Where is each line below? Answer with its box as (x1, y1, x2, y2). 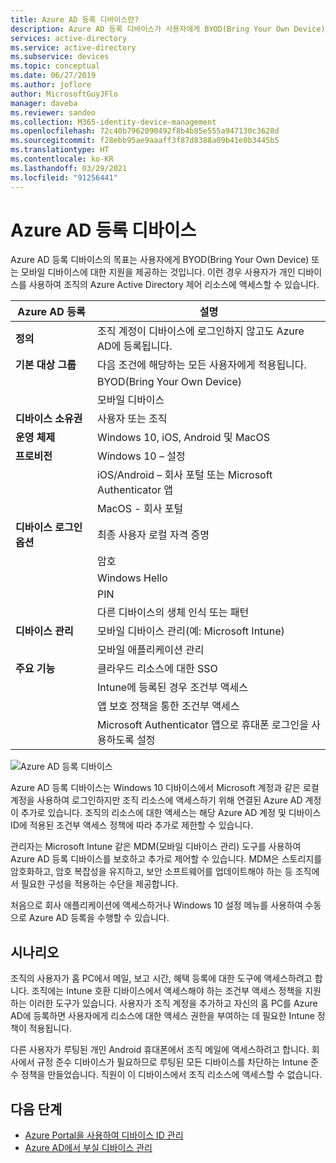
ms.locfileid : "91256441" (10, 172, 118, 183)
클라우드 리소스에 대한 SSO (96, 662, 218, 676)
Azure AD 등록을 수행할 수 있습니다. (28, 912, 170, 924)
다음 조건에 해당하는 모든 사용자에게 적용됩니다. (96, 358, 307, 372)
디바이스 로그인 (15, 521, 83, 535)
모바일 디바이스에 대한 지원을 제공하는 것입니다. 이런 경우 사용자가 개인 (20, 266, 296, 278)
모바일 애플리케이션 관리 (96, 643, 205, 657)
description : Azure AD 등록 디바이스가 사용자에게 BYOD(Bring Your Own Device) (10, 24, 326, 34)
